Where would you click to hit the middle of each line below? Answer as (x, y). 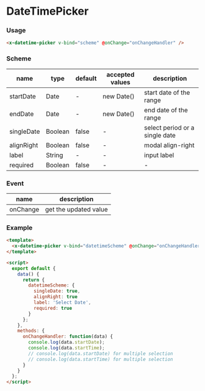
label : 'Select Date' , (62, 302)
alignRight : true (56, 297)
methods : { (31, 331)
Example (20, 227)
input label (159, 155)
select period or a (169, 128)
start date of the (167, 92)
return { (34, 280)
